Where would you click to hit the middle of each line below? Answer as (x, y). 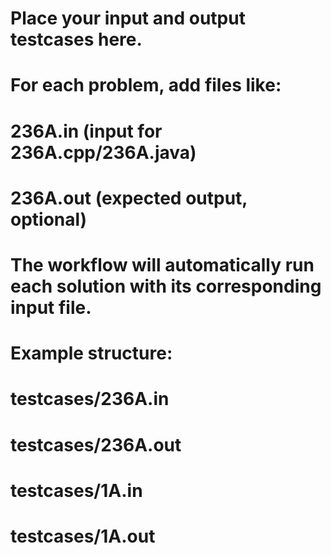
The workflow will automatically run (162, 264)
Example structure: (91, 353)
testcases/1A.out (83, 536)
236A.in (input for (86, 131)
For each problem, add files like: (146, 85)
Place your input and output (128, 18)
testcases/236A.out (96, 444)
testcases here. (76, 39)
